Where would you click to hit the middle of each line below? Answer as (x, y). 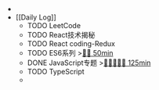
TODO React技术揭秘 (61, 35)
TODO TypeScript (56, 72)
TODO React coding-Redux (71, 43)
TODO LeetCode (54, 25)
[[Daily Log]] (36, 17)
